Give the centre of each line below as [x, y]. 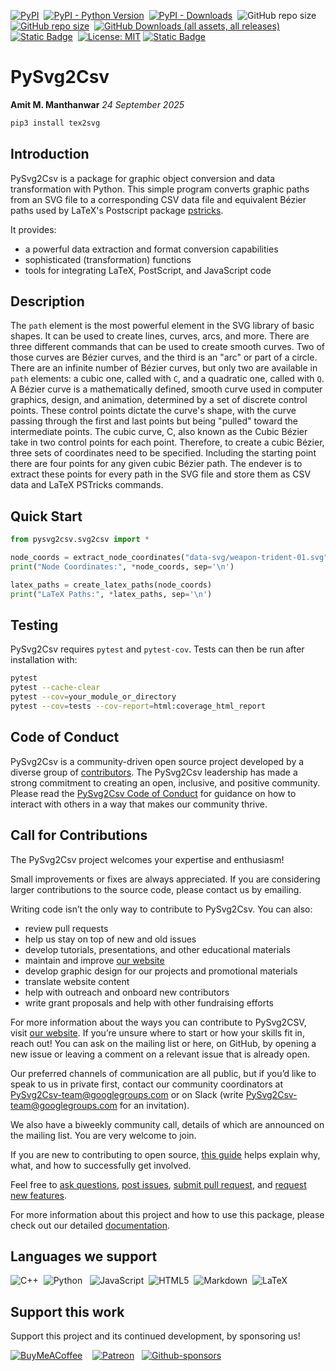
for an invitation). [154, 1105]
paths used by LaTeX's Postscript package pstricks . [117, 210]
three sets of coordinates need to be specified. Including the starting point [163, 453]
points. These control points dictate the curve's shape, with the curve [153, 411]
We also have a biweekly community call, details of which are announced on [167, 1124]
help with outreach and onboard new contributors [127, 992]
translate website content [77, 981]
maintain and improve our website [94, 960]
